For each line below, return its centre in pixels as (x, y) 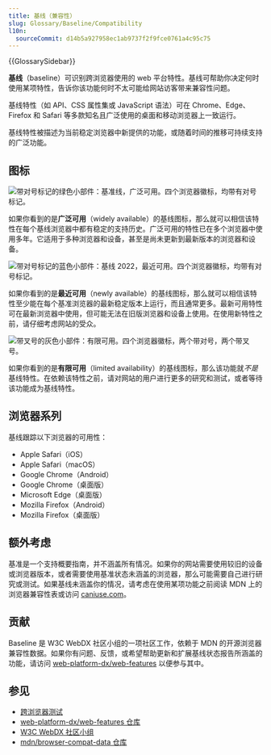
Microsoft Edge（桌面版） (63, 494)
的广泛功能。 (29, 143)
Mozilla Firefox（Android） (65, 505)
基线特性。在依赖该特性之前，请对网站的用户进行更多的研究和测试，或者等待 (135, 378)
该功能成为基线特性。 (44, 388)
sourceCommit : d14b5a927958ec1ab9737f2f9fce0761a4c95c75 (113, 38)
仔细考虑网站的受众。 (65, 324)
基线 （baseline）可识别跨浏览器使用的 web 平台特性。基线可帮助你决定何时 (134, 78)
